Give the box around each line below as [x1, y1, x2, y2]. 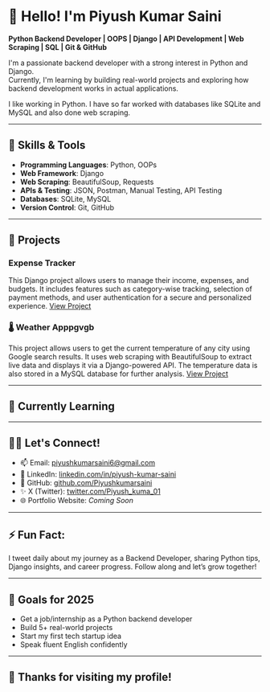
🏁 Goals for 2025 [8, 592, 95, 606]
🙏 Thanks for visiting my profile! [8, 670, 172, 684]
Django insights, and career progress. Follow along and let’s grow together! [8, 562, 257, 571]
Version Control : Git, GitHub [19, 203, 115, 212]
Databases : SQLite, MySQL [19, 194, 112, 203]
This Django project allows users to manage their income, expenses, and [8, 276, 249, 285]
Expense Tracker [8, 257, 76, 268]
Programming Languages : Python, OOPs [19, 160, 157, 170]
